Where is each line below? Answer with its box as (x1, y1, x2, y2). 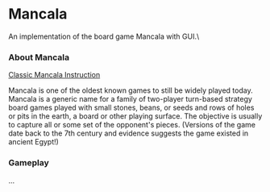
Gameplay (8, 157, 50, 169)
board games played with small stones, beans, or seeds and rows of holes (8, 102, 255, 113)
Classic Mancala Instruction (8, 70, 101, 80)
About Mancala (8, 52, 70, 63)
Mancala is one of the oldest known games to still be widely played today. (8, 86, 253, 95)
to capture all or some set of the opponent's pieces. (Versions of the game (8, 120, 256, 130)
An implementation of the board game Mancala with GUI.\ (8, 31, 200, 41)
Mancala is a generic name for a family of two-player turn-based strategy (8, 94, 252, 104)
